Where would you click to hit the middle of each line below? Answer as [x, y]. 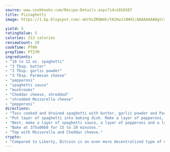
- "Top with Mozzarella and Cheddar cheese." [54, 132]
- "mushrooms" [20, 90]
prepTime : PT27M [22, 52]
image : [12, 19]
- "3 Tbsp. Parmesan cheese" [36, 76]
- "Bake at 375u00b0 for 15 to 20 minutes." [53, 127]
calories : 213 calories [30, 38]
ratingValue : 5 [21, 33]
